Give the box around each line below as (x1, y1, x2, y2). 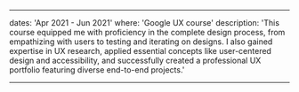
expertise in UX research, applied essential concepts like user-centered (9, 46, 271, 56)
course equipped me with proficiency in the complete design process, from (9, 27, 286, 37)
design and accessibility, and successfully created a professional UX (9, 55, 262, 65)
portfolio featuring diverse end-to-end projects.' (9, 65, 185, 75)
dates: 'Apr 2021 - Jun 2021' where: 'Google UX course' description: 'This (9, 18, 280, 27)
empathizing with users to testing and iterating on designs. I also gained (9, 36, 273, 47)
